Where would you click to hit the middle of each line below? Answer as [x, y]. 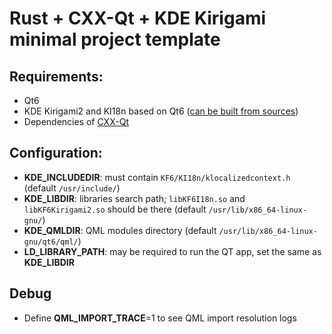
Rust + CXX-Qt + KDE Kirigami [138, 18]
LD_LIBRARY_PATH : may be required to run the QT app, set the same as [172, 251]
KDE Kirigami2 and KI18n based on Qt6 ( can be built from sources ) [161, 111]
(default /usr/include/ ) [72, 188]
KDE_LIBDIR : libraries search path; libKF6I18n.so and [134, 198]
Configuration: [56, 153]
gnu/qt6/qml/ [51, 242]
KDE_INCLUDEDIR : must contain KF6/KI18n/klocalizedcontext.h [157, 177]
